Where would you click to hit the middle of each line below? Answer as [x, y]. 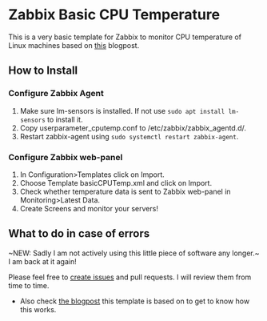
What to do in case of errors [79, 234]
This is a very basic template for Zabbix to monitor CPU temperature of [125, 37]
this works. [38, 309]
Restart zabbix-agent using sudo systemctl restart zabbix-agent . [129, 136]
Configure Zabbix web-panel [66, 157]
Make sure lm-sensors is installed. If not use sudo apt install [122, 110]
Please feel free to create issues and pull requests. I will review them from [130, 277]
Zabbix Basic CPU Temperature [114, 15]
